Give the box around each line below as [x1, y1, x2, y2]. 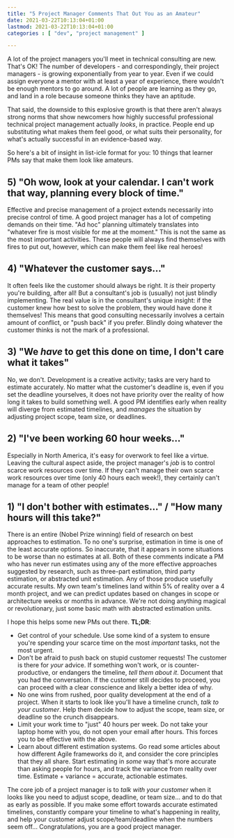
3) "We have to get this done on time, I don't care [7, 346, 224, 358]
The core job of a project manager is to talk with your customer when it [7, 786, 211, 794]
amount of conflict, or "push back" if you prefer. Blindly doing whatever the [7, 318, 223, 326]
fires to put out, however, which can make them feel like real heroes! [7, 243, 203, 251]
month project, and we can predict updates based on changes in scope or [7, 590, 219, 598]
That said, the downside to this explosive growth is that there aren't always [7, 105, 222, 114]
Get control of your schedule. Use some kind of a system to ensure [17, 632, 210, 640]
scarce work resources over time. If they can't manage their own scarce [7, 466, 214, 474]
